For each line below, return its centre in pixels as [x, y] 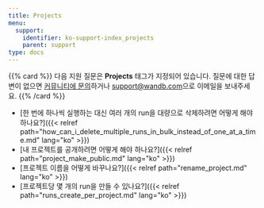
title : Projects [35, 15]
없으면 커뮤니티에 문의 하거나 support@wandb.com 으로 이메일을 [123, 86]
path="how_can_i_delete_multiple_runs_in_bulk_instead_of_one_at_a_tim [138, 131]
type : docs [26, 52]
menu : [17, 23]
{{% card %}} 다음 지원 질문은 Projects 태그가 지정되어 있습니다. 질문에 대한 [128, 76]
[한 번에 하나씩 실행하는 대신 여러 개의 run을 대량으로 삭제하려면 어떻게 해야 [136, 113]
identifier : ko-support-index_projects [88, 38]
